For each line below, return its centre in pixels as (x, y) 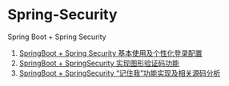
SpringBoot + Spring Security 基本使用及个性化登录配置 (110, 53)
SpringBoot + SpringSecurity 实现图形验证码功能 (99, 63)
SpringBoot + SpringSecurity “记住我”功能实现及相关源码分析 (120, 72)
